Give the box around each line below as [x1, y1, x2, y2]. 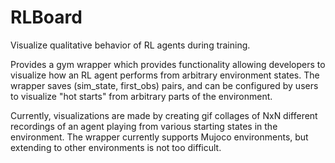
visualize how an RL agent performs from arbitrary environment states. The [10, 69, 320, 81]
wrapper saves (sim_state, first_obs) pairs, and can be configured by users [10, 79, 319, 91]
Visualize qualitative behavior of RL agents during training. [10, 39, 251, 51]
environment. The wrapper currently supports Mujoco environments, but [10, 131, 309, 143]
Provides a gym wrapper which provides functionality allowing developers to [10, 58, 326, 70]
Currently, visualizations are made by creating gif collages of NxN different [10, 109, 318, 121]
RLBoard [10, 6, 83, 29]
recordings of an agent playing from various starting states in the [10, 120, 278, 132]
